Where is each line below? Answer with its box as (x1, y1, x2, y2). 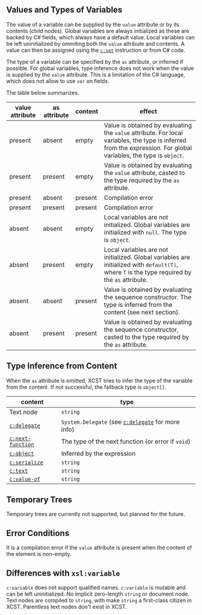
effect (139, 107, 158, 115)
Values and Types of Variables (6, 5, 123, 15)
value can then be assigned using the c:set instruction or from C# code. (6, 46, 186, 54)
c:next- (9, 435, 31, 442)
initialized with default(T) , (104, 260, 179, 269)
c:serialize (9, 459, 44, 466)
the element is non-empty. (6, 550, 72, 558)
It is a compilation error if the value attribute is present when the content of (6, 544, 192, 551)
